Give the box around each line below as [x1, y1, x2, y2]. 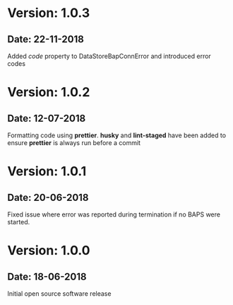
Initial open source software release [7, 289, 112, 298]
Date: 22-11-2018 [7, 33, 85, 45]
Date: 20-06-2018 [7, 191, 89, 203]
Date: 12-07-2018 [7, 112, 86, 125]
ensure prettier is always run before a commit [7, 139, 141, 146]
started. [7, 218, 30, 226]
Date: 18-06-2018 [7, 270, 87, 282]
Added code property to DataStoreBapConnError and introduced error [7, 52, 212, 60]
